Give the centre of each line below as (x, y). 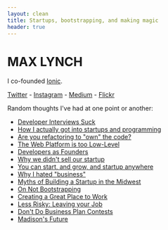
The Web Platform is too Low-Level (69, 144)
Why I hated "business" (52, 174)
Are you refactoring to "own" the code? (74, 137)
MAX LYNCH (45, 62)
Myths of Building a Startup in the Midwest (79, 182)
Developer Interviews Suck (57, 122)
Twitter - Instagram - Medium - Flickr (61, 95)
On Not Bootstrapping (49, 189)
